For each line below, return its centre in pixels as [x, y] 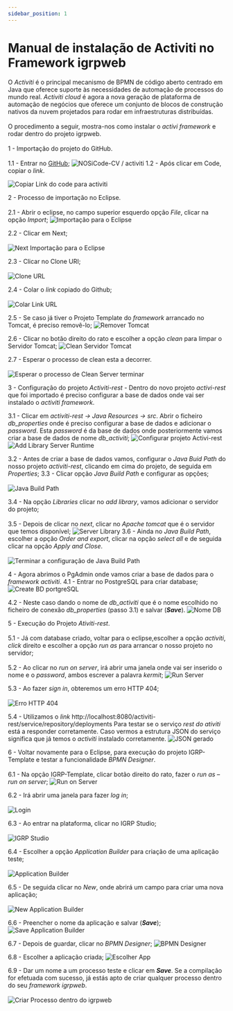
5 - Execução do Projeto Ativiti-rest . [59, 623]
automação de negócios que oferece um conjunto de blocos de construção [116, 104]
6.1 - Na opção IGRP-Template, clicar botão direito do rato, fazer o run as [112, 774]
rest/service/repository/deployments [60, 724]
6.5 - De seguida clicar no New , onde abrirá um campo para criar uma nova [116, 887]
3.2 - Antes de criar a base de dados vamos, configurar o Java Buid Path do [117, 458]
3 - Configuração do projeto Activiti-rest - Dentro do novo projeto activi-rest [117, 387]
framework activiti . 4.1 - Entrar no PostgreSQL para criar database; [103, 581]
